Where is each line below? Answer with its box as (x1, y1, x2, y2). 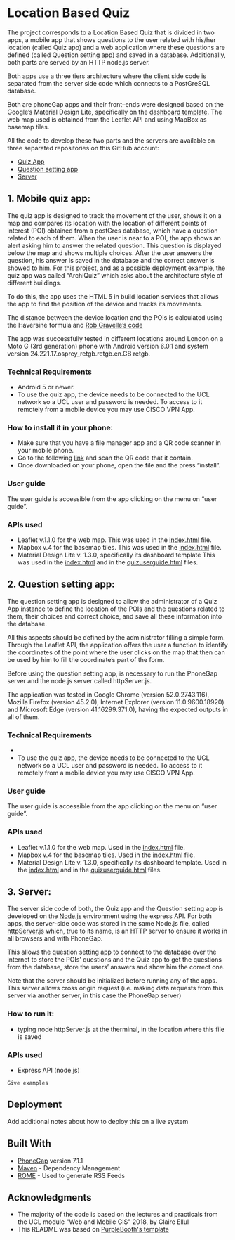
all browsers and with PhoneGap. (7, 934, 103, 943)
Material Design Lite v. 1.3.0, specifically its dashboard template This (17, 550, 215, 559)
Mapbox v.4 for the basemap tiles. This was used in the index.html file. (17, 543, 222, 551)
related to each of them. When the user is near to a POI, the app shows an (7, 233, 221, 242)
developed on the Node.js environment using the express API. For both (7, 912, 212, 920)
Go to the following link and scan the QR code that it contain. (17, 453, 193, 462)
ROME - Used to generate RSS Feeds (17, 1171, 125, 1180)
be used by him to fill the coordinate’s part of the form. (7, 655, 165, 664)
